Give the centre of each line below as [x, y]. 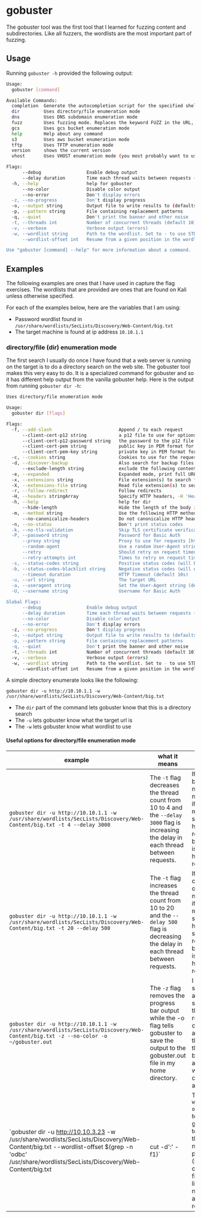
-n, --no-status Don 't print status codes [98, 524]
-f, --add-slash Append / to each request [98, 430]
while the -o [167, 1018]
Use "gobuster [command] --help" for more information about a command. [99, 250]
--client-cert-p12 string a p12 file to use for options [109, 435]
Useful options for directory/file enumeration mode [71, 741]
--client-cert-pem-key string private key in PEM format [104, 452]
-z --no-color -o [83, 1036]
